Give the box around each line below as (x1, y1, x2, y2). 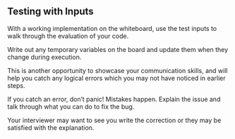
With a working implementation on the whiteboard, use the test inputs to (7, 24, 217, 32)
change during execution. (7, 53, 82, 61)
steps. (7, 81, 25, 90)
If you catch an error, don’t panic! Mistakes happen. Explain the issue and (7, 95, 221, 103)
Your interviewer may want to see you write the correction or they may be (7, 116, 222, 124)
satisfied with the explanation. (7, 123, 95, 132)
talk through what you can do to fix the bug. (7, 102, 135, 111)
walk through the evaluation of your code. (7, 32, 129, 40)
